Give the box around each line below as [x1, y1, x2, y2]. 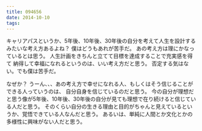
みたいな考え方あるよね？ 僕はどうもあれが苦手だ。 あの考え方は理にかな [6, 45, 189, 52]
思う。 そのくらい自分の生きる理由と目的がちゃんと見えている [27, 103, 183, 110]
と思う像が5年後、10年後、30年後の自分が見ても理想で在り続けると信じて [6, 95, 191, 103]
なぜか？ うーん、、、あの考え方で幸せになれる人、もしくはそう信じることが [6, 80, 194, 88]
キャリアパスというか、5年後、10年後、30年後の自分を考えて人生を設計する [6, 37, 197, 45]
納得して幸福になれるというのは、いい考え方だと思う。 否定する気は [13, 60, 184, 67]
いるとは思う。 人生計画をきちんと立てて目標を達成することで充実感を [11, 53, 187, 60]
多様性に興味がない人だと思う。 [6, 118, 86, 126]
